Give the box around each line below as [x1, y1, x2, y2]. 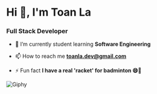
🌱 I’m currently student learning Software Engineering [14, 40, 151, 48]
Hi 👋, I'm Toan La [6, 5, 92, 19]
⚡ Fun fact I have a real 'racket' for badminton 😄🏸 [14, 67, 142, 74]
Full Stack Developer [6, 27, 68, 36]
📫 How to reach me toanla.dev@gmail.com [14, 52, 127, 60]
